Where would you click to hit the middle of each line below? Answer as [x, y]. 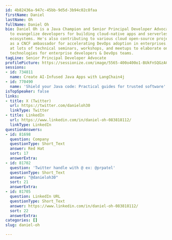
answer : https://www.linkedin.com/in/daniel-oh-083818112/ [74, 206]
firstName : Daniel [25, 15]
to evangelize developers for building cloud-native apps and [78, 34]
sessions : [16, 67]
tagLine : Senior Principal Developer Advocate [56, 58]
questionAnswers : [24, 130]
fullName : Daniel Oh [27, 24]
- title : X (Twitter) [28, 101]
